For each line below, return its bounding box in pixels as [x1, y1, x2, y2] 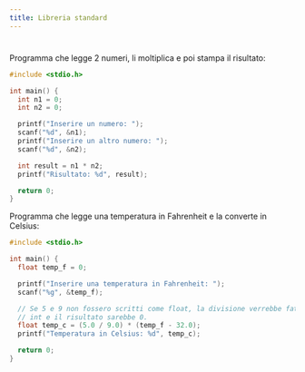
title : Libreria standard [9, 13, 107, 23]
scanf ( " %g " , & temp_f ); [17, 288, 103, 297]
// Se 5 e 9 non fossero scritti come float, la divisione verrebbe [17, 304, 282, 313]
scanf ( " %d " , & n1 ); [17, 128, 88, 137]
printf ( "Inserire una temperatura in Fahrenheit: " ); [17, 279, 225, 289]
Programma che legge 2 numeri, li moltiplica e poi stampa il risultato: [9, 52, 266, 64]
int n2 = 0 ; [17, 103, 64, 113]
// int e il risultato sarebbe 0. [17, 312, 148, 322]
